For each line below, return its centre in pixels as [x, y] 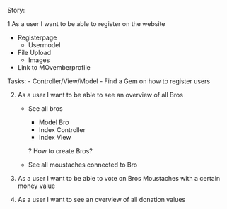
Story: [16, 10]
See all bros [45, 108]
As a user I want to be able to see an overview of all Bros [100, 95]
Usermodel [44, 45]
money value [36, 186]
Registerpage [37, 37]
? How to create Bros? [60, 151]
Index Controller [62, 130]
